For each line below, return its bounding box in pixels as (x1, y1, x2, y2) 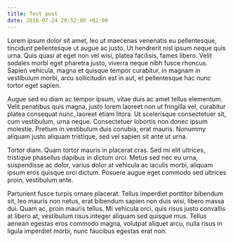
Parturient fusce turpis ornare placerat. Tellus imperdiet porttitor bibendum (7, 189, 224, 198)
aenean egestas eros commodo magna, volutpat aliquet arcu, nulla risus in (7, 219, 222, 227)
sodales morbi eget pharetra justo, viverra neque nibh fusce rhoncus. (7, 58, 208, 67)
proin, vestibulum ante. (7, 175, 74, 184)
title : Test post (7, 10, 58, 18)
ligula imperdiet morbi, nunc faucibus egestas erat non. (7, 227, 167, 235)
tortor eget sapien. (7, 81, 61, 89)
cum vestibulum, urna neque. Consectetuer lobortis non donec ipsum (7, 117, 208, 125)
